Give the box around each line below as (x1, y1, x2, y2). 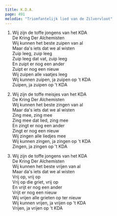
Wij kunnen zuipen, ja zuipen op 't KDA (12, 77, 91, 82)
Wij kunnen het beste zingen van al (12, 102, 83, 108)
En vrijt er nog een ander (12, 185, 63, 190)
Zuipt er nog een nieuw (12, 66, 60, 72)
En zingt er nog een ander (12, 123, 65, 129)
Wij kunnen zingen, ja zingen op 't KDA (12, 138, 91, 144)
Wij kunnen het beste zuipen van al (12, 40, 83, 46)
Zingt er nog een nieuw (12, 128, 60, 134)
